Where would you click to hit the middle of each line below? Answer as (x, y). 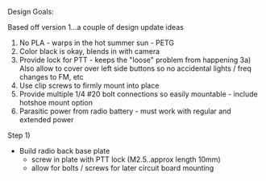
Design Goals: (31, 12)
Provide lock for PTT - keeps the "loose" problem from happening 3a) (135, 60)
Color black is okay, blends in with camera (89, 51)
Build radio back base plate (64, 151)
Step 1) (19, 135)
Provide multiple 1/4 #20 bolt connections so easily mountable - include (139, 94)
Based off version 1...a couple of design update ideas (96, 27)
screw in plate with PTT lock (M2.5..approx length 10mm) (126, 159)
